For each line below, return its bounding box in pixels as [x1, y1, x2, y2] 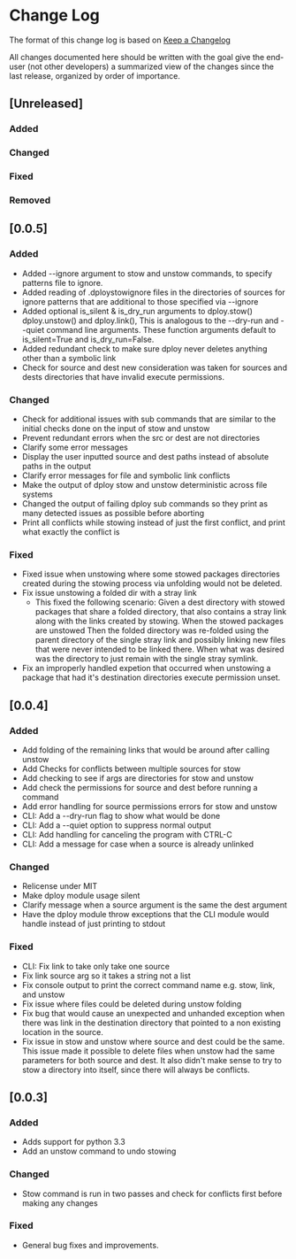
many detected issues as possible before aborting [21, 508, 205, 518]
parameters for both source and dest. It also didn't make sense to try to [21, 1054, 283, 1065]
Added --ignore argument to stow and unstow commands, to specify [21, 267, 272, 279]
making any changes [21, 1197, 99, 1209]
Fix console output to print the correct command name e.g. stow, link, [21, 979, 276, 990]
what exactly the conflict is [21, 527, 120, 537]
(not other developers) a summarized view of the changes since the [27, 61, 274, 72]
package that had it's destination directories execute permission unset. [21, 672, 281, 683]
